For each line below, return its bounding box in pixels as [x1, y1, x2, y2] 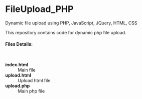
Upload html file [18, 78, 51, 84]
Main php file [18, 88, 45, 94]
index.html [5, 62, 29, 68]
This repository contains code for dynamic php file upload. [5, 29, 126, 35]
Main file [18, 67, 36, 73]
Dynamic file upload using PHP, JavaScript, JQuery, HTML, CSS [5, 20, 137, 26]
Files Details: [5, 41, 33, 47]
